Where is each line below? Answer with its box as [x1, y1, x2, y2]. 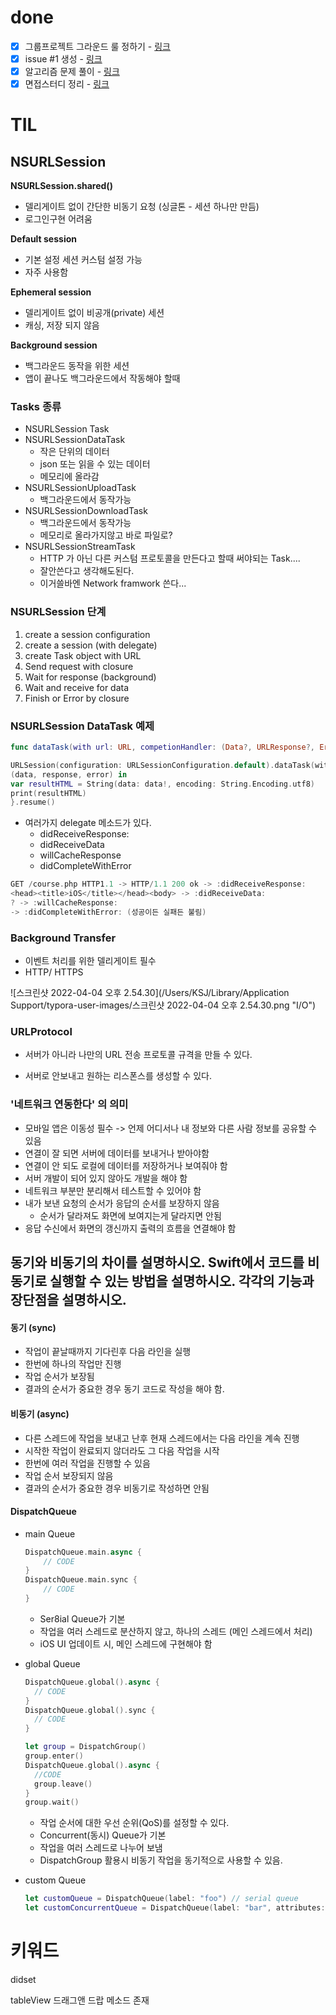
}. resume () [10, 797, 56, 808]
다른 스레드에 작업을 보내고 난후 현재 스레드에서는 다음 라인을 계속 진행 [24, 1432, 300, 1444]
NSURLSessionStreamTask [24, 541, 136, 553]
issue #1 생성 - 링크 [24, 53, 103, 65]
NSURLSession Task [24, 423, 110, 435]
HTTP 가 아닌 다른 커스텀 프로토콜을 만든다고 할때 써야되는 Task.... [39, 552, 301, 565]
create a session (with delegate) [24, 639, 158, 651]
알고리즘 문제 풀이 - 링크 [24, 66, 120, 78]
